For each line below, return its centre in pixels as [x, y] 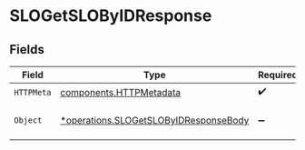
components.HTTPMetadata [121, 92]
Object [28, 120]
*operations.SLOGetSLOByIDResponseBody [155, 120]
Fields [27, 50]
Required [277, 75]
